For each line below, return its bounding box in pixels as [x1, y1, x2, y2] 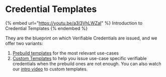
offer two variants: [5, 40, 43, 46]
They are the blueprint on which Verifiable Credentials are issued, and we [5, 35, 157, 41]
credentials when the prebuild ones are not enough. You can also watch [12, 60, 162, 66]
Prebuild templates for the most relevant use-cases [12, 50, 119, 56]
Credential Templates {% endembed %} [5, 25, 88, 31]
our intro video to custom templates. [12, 66, 88, 72]
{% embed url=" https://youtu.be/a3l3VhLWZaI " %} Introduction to [5, 20, 142, 26]
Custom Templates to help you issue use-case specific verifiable [12, 55, 147, 61]
